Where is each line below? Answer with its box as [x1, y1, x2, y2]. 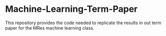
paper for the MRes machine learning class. [5, 25, 94, 31]
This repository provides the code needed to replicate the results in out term [5, 20, 162, 26]
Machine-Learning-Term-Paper [5, 3, 138, 15]
